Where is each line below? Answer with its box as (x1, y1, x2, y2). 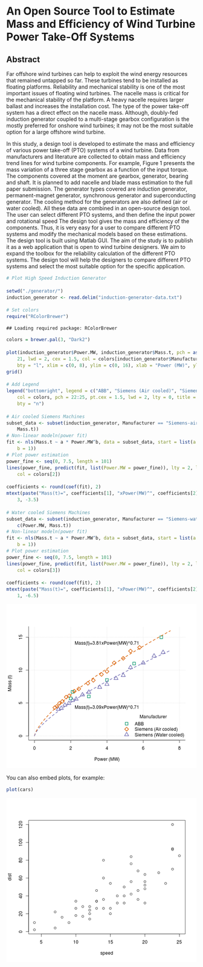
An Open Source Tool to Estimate (6, 4, 175, 18)
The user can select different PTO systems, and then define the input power (6, 211, 195, 218)
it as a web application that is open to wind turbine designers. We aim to (6, 243, 186, 250)
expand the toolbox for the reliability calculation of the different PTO (6, 250, 175, 257)
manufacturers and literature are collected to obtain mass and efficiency (6, 153, 186, 160)
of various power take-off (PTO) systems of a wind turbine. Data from (6, 147, 180, 154)
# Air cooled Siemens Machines (6, 413, 85, 419)
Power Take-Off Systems (6, 30, 135, 44)
